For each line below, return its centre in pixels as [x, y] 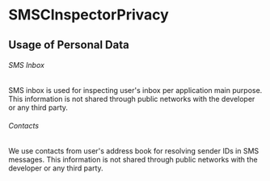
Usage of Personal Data [69, 45]
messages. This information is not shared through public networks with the [133, 159]
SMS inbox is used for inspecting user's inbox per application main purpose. [135, 90]
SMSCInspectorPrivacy [89, 15]
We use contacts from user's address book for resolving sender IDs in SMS [134, 150]
